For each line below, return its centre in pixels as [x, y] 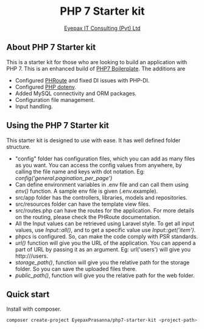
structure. [19, 146]
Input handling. [34, 106]
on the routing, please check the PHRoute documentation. [88, 217]
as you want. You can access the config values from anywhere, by [98, 165]
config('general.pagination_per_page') [64, 178]
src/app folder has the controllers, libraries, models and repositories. [101, 197]
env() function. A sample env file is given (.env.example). [86, 191]
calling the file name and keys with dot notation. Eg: [80, 172]
